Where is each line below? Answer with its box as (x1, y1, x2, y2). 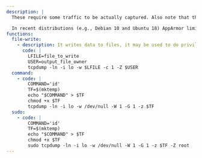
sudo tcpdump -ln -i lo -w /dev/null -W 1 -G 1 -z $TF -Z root (28, 142, 189, 148)
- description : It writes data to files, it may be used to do (17, 42, 179, 48)
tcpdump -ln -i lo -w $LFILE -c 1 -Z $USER (28, 64, 138, 70)
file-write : (11, 37, 42, 43)
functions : (6, 31, 34, 37)
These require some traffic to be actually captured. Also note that (11, 14, 189, 20)
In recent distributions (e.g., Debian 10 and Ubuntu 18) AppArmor (11, 25, 185, 31)
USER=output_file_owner (28, 58, 87, 65)
